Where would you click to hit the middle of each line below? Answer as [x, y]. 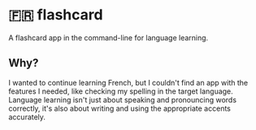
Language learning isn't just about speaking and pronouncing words [123, 99]
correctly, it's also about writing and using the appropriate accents [120, 108]
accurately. [27, 117]
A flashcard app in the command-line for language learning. [108, 37]
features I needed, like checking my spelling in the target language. [121, 91]
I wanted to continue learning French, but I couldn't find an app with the [128, 82]
